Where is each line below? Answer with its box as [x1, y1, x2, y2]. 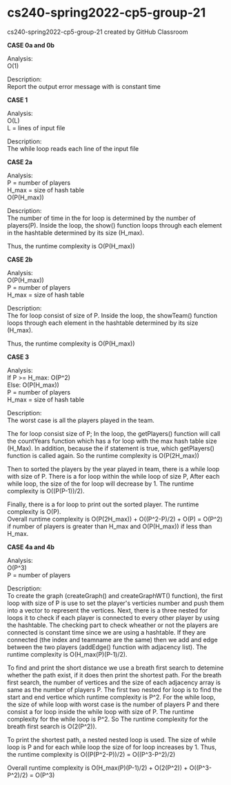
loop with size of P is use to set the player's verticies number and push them [7, 599, 224, 607]
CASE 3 [7, 352, 30, 361]
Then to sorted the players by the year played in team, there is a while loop [7, 464, 220, 473]
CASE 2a [7, 157, 33, 166]
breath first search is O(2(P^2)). [7, 722, 97, 731]
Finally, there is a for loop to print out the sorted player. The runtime [7, 500, 199, 508]
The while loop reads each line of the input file [7, 144, 139, 152]
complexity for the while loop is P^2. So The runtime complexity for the [7, 715, 208, 723]
